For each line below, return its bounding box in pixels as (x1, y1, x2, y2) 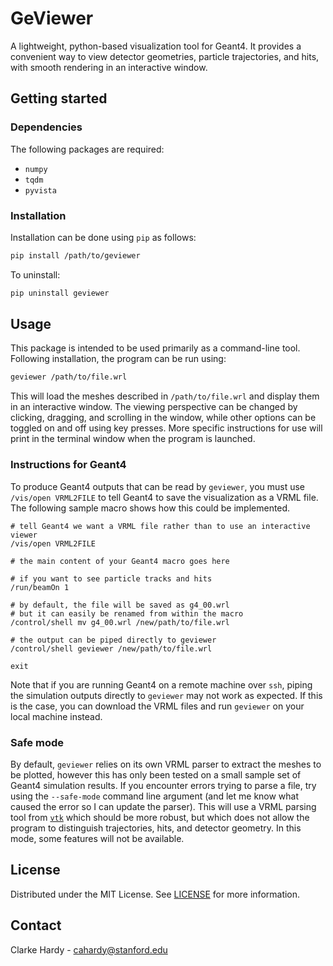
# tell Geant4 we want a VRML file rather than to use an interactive (10, 521, 311, 531)
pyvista (24, 185, 57, 196)
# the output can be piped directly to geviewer (10, 635, 217, 645)
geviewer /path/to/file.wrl (10, 372, 128, 382)
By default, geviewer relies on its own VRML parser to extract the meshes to (10, 758, 322, 770)
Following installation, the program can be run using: (10, 353, 227, 365)
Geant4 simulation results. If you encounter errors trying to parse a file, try (10, 779, 317, 791)
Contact (10, 917, 62, 934)
